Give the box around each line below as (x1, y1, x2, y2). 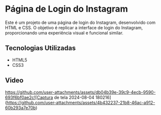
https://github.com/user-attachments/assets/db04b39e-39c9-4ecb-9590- (5, 89, 156, 95)
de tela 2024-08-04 (54, 94, 95, 100)
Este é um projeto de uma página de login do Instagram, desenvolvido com (5, 19, 156, 25)
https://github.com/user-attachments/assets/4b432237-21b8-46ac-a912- (6, 99, 155, 105)
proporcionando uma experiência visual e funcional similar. (5, 30, 123, 36)
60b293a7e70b (5, 105, 36, 111)
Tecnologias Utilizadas (5, 44, 76, 52)
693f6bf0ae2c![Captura (5, 94, 53, 100)
